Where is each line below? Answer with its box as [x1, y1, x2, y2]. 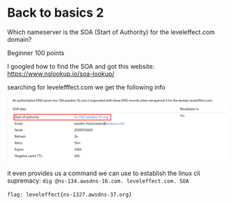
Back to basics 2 [7, 5, 104, 21]
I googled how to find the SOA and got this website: [7, 62, 155, 70]
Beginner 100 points [7, 49, 65, 57]
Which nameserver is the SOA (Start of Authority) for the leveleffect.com [7, 28, 216, 36]
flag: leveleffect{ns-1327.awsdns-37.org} [7, 191, 132, 198]
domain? [7, 35, 32, 43]
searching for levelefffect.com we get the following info [7, 83, 166, 91]
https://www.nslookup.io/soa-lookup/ [7, 69, 115, 78]
